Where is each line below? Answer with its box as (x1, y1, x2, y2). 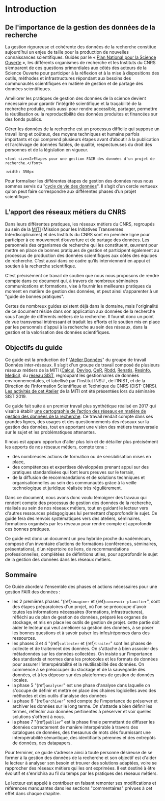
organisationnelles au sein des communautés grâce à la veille (12, 479, 137, 485)
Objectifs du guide (5, 344, 63, 352)
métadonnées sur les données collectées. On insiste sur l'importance (12, 651, 153, 657)
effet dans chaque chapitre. (5, 791, 61, 797)
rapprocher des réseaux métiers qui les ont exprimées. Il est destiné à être (5, 765, 156, 771)
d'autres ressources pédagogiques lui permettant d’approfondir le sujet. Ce (5, 510, 158, 516)
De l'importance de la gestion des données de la (5, 23, 156, 32)
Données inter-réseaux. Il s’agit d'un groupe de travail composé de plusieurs (5, 362, 160, 368)
